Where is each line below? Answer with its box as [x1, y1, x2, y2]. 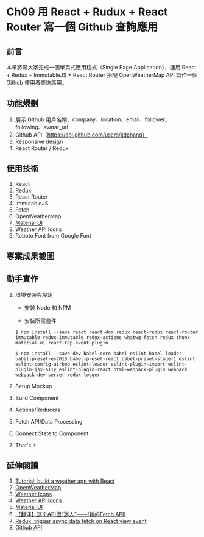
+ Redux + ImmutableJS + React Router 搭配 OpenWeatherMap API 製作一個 [6, 71, 198, 79]
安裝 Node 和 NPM [24, 304, 71, 311]
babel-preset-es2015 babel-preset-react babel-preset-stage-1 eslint [15, 355, 196, 362]
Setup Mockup [15, 382, 52, 389]
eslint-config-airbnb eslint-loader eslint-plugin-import [15, 361, 166, 367]
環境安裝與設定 [15, 291, 53, 298]
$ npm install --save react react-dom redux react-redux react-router [15, 329, 199, 335]
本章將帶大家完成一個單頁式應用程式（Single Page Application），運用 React [6, 64, 197, 71]
